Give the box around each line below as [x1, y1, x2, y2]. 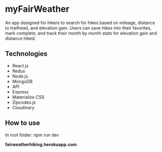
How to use [5, 119, 40, 127]
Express [12, 89, 29, 94]
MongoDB [12, 78, 33, 84]
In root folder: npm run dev [5, 132, 59, 138]
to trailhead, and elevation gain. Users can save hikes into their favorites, [5, 25, 152, 30]
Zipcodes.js [12, 99, 36, 105]
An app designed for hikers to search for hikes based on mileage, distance [5, 20, 155, 26]
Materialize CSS [12, 94, 45, 100]
